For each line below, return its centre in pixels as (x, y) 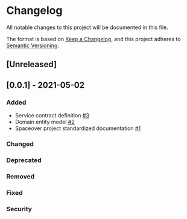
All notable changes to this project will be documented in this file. (87, 27)
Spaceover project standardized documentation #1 (78, 128)
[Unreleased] (32, 64)
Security (19, 209)
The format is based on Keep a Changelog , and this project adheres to (93, 39)
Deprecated (24, 160)
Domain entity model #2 (45, 122)
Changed (20, 144)
